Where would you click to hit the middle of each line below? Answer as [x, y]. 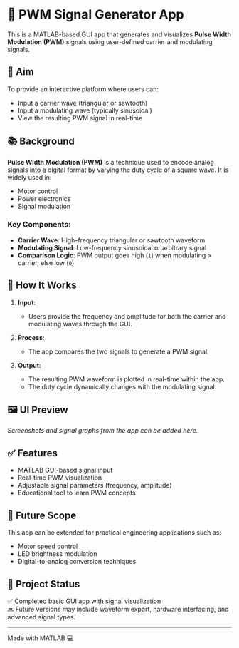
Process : [31, 337]
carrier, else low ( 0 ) [46, 262]
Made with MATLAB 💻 [41, 638]
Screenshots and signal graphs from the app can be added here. [103, 431]
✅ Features [33, 453]
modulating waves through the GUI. [80, 324]
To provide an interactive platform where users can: [83, 89]
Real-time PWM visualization [60, 478]
